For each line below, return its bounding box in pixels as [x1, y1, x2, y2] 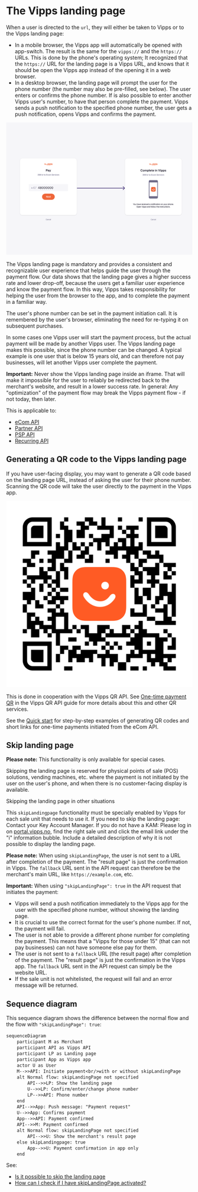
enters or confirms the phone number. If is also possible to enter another [14, 92, 192, 99]
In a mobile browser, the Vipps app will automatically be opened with [14, 41, 182, 48]
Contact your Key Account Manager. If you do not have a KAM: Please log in [6, 822, 192, 829]
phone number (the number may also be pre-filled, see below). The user [14, 85, 191, 92]
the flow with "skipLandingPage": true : [6, 1021, 102, 1028]
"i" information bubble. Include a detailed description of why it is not [6, 834, 173, 841]
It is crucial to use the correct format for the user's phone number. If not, [14, 919, 192, 926]
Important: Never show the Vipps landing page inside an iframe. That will [6, 370, 185, 377]
